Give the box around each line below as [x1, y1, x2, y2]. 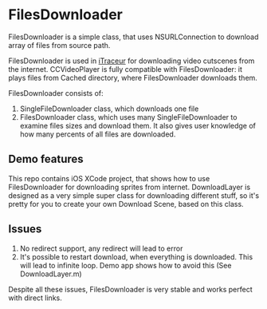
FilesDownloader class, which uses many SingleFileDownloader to [19, 112, 238, 121]
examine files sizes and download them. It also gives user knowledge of [19, 121, 257, 130]
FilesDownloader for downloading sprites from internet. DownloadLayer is [8, 182, 251, 192]
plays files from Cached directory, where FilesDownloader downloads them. [8, 73, 257, 82]
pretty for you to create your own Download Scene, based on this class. [8, 199, 245, 208]
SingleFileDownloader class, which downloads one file [19, 104, 199, 113]
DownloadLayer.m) [19, 269, 82, 279]
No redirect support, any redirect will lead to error [19, 244, 183, 253]
